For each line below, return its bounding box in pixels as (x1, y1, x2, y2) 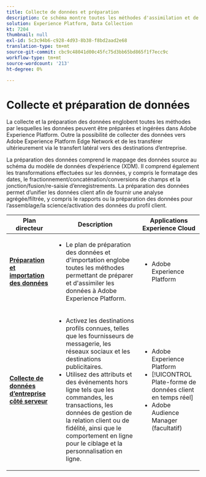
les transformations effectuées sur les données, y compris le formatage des (6, 169, 198, 177)
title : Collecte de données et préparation (6, 9, 120, 15)
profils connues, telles (66, 324, 130, 333)
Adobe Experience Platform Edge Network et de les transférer (6, 138, 163, 145)
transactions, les (66, 401, 113, 409)
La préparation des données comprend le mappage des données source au (6, 156, 197, 163)
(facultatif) (151, 424, 183, 433)
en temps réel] (151, 394, 194, 402)
